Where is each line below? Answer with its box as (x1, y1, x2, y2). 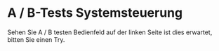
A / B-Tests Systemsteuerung (7, 5, 183, 21)
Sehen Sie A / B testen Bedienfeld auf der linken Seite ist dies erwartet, (7, 28, 213, 36)
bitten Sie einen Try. (7, 35, 65, 43)
